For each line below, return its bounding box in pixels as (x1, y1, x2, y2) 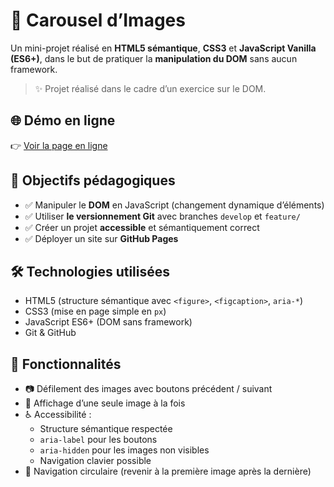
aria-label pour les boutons (39, 434, 158, 446)
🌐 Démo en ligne (10, 112, 116, 129)
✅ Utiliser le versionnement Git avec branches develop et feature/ (24, 210, 301, 222)
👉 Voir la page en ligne (10, 139, 108, 151)
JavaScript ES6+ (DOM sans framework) (24, 316, 193, 328)
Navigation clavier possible (39, 455, 152, 467)
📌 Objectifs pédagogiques (10, 172, 176, 189)
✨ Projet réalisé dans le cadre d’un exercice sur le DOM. (34, 82, 267, 94)
